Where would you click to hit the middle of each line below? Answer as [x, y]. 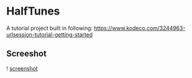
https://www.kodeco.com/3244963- [140, 28]
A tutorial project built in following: [50, 28]
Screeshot [27, 54]
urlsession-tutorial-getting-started [50, 34]
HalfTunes [33, 11]
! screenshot [22, 68]
